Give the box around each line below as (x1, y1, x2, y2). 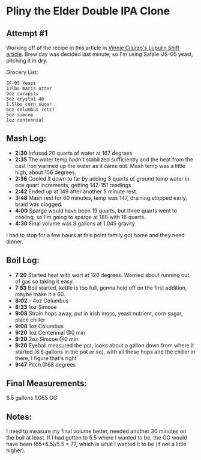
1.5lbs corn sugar (6, 101, 52, 107)
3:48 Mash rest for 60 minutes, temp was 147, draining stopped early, (14, 194, 188, 201)
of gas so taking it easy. (14, 278, 74, 285)
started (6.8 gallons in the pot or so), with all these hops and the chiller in (14, 348, 196, 355)
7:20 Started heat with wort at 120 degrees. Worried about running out (14, 271, 190, 278)
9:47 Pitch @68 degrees (14, 361, 76, 368)
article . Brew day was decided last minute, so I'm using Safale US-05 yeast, (6, 51, 193, 58)
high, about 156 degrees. (14, 169, 77, 176)
